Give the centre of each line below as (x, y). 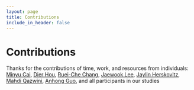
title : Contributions (33, 17)
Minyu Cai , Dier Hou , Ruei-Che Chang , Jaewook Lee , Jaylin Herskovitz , (93, 75)
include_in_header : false (38, 22)
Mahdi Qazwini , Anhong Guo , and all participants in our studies (83, 81)
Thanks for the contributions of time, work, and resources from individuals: (97, 68)
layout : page (22, 12)
